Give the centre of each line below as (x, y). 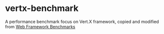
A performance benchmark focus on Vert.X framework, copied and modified (82, 22)
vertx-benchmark (42, 8)
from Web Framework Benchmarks (40, 26)
